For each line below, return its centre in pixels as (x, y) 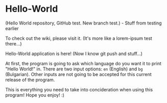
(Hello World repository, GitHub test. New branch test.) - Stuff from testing (83, 23)
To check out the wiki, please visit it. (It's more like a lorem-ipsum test (79, 38)
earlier (12, 28)
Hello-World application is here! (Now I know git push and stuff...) (74, 54)
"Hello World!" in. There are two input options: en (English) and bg (74, 69)
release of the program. (30, 80)
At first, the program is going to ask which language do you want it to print (83, 63)
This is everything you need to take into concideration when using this (79, 89)
